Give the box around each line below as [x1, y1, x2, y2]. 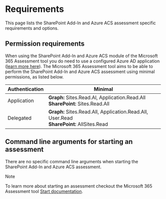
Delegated [7, 114, 32, 121]
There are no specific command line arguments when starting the [5, 158, 138, 164]
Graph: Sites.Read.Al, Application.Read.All [48, 94, 146, 101]
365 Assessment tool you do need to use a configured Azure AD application [5, 58, 160, 64]
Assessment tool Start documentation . [5, 188, 83, 194]
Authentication [7, 85, 44, 92]
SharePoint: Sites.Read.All [48, 100, 110, 107]
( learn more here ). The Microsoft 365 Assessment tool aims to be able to [5, 63, 153, 69]
